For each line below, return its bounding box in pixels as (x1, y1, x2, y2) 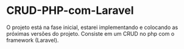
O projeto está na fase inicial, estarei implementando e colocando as (6, 24, 179, 31)
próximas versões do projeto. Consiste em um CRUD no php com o (6, 30, 175, 37)
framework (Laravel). (6, 36, 59, 44)
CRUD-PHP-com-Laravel (6, 4, 134, 18)
